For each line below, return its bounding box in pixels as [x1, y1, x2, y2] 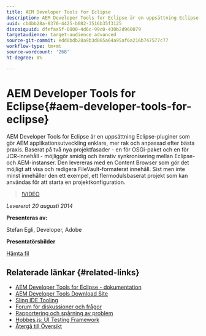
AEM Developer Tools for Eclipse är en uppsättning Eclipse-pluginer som [6, 132, 190, 140]
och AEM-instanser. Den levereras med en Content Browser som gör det [6, 159, 189, 166]
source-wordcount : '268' [6, 49, 70, 55]
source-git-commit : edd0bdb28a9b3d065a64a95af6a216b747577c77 [6, 37, 169, 44]
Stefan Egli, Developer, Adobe [6, 226, 82, 233]
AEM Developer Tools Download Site [15, 290, 109, 297]
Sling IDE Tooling [15, 297, 58, 304]
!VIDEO [21, 190, 40, 197]
